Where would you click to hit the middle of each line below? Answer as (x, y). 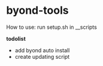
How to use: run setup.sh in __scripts (51, 27)
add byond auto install (42, 50)
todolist (16, 38)
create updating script (42, 56)
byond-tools (37, 10)
